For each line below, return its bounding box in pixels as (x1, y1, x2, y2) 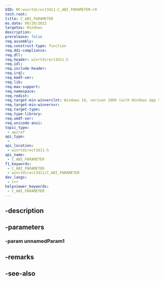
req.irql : (5, 71, 25, 76)
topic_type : (5, 125, 29, 130)
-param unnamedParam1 (5, 238, 65, 244)
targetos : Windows (5, 25, 42, 30)
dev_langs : (5, 175, 27, 180)
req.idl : (5, 61, 23, 66)
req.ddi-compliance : (5, 48, 47, 53)
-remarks (5, 253, 34, 261)
